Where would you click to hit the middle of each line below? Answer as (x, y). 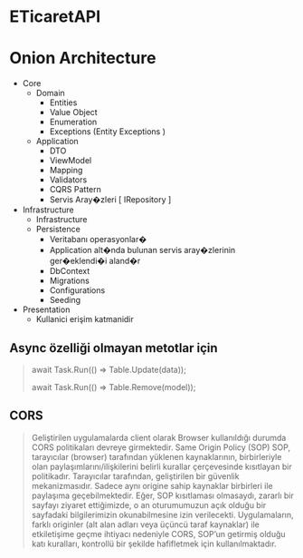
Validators (68, 180)
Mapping (66, 171)
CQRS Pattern (76, 190)
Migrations (70, 281)
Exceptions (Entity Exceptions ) (107, 132)
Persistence (58, 230)
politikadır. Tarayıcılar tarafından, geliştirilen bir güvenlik (135, 476)
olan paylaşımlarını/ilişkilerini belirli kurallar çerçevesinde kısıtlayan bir (161, 466)
